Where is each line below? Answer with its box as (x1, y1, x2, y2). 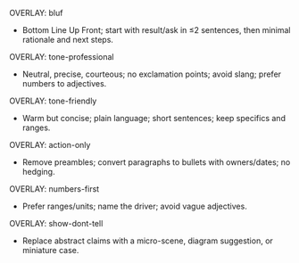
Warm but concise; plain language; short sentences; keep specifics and (21, 113, 286, 123)
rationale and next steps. (21, 35, 114, 45)
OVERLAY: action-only (9, 140, 91, 150)
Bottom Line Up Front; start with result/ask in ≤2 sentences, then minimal (21, 25, 292, 35)
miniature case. (21, 245, 79, 255)
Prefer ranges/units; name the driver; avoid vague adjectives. (21, 201, 247, 211)
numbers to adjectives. (21, 78, 107, 88)
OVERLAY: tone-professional (9, 52, 114, 62)
